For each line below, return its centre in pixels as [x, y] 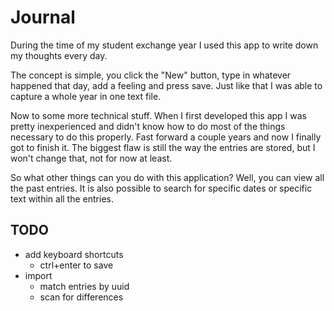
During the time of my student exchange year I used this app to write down [164, 45]
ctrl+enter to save [76, 265]
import [38, 275]
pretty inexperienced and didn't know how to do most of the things [148, 126]
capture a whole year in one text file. [86, 96]
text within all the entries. [62, 198]
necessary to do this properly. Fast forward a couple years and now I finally [166, 137]
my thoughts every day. [59, 55]
